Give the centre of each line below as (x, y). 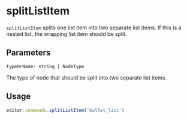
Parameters (28, 53)
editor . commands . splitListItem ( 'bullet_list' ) (65, 110)
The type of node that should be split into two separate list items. (86, 77)
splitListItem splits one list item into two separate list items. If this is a (94, 28)
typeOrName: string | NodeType (45, 66)
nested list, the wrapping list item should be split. (67, 33)
